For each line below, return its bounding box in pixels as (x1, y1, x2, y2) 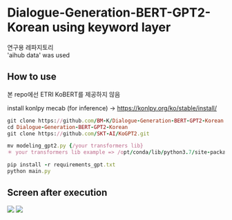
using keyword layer (52, 19, 171, 35)
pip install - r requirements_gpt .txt (7, 161, 116, 168)
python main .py (7, 168, 51, 174)
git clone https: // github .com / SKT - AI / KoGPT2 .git (7, 130, 150, 137)
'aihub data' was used (7, 50, 70, 59)
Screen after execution (7, 187, 108, 199)
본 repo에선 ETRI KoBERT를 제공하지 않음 (7, 90, 121, 98)
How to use (7, 71, 57, 83)
